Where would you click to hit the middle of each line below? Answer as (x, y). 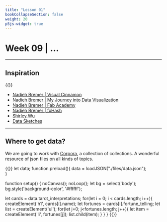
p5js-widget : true (24, 24)
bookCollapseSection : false (34, 14)
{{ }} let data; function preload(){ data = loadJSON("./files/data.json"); (76, 168)
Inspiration (22, 73)
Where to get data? (35, 141)
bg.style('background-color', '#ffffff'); (44, 189)
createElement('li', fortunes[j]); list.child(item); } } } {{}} (61, 214)
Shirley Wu (24, 116)
